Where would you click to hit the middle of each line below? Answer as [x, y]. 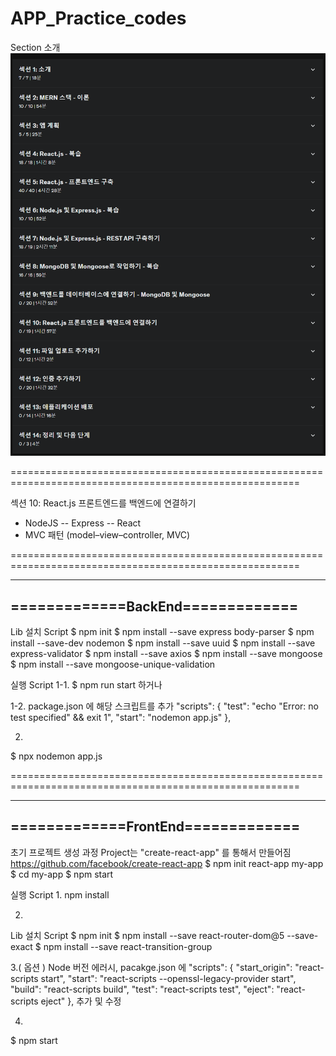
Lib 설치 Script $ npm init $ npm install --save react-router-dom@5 [147, 935]
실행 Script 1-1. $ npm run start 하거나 [86, 685]
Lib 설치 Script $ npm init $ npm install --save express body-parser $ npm [162, 632]
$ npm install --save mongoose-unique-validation [113, 664]
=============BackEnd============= [154, 606]
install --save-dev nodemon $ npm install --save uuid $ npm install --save [163, 643]
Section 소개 [35, 47]
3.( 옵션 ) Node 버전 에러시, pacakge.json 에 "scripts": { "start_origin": [151, 967]
